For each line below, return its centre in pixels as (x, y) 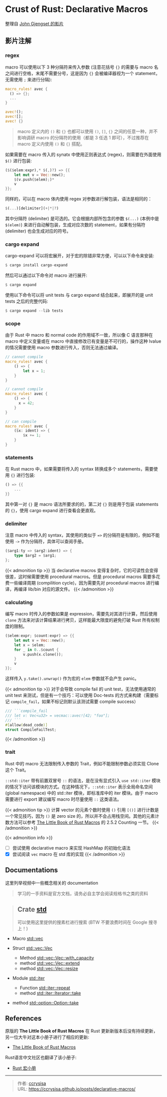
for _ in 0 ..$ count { (36, 650)
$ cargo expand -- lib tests (34, 311)
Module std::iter (28, 978)
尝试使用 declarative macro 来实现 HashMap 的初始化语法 (71, 848)
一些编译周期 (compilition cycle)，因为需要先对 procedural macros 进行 (82, 582)
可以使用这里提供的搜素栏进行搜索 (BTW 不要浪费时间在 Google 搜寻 (87, 922)
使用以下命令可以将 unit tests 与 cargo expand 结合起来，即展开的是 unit (79, 295)
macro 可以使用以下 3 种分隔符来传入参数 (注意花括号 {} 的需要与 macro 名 (82, 67)
